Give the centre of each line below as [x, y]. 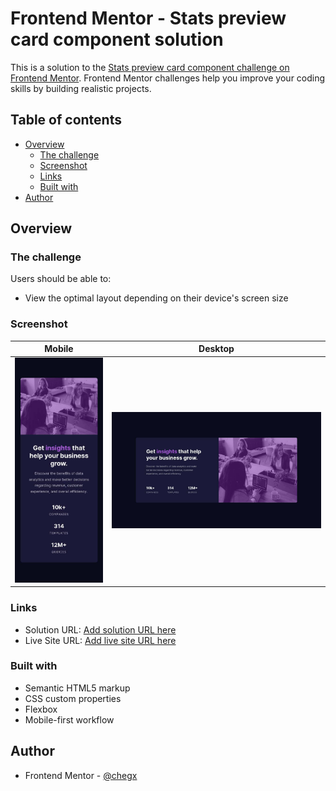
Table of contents [66, 120]
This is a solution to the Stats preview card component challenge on [150, 67]
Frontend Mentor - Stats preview [148, 18]
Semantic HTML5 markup [77, 688]
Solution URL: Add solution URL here [100, 629]
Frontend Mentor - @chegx [81, 775]
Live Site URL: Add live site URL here [100, 640]
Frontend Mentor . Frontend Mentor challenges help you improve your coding [168, 78]
